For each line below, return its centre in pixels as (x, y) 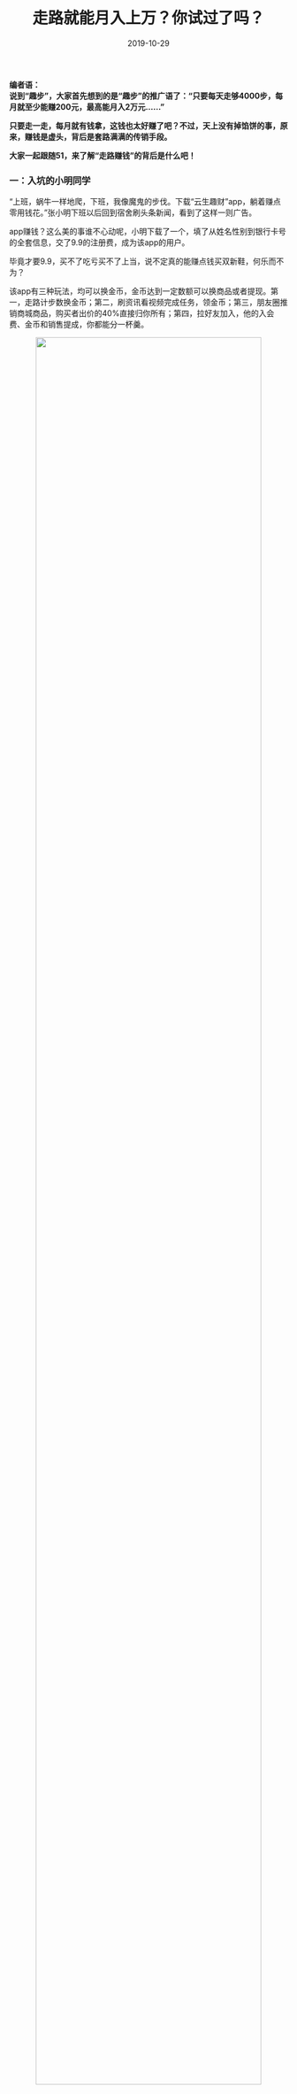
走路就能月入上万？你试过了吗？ (148, 18)
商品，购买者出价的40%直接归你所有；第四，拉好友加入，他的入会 (153, 313)
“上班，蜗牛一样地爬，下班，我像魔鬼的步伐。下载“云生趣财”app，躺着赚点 (145, 202)
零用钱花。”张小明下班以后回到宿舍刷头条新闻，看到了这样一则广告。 (133, 212)
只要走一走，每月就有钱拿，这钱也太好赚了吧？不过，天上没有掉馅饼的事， (145, 126)
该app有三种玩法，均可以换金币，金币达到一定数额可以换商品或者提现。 (140, 291)
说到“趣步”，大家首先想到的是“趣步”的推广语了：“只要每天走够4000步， (142, 96)
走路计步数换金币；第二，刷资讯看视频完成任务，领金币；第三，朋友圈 (152, 303)
